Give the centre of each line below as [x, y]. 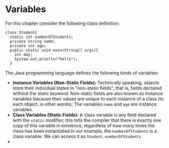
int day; [24, 55]
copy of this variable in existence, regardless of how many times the [84, 125]
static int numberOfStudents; [41, 37]
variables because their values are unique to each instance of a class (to [88, 98]
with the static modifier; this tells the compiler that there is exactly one [87, 120]
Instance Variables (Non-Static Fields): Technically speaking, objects [86, 82]
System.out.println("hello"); [46, 59]
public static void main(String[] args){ [54, 50]
